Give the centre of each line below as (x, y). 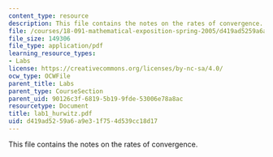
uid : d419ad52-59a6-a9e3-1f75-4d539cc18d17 (83, 121)
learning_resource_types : (52, 53)
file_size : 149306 (39, 38)
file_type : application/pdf (56, 46)
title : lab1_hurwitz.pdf (50, 114)
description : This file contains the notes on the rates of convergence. (136, 23)
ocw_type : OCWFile (39, 76)
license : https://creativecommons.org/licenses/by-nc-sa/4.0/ (116, 69)
